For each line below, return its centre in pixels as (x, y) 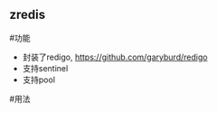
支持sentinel (45, 68)
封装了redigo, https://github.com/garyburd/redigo (115, 57)
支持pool (39, 80)
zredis (28, 15)
